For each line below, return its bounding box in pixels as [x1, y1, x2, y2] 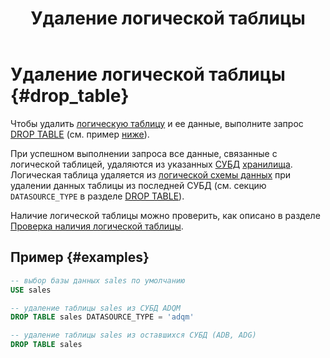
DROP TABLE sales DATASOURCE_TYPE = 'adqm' [10, 312, 195, 322]
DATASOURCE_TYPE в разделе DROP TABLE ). [10, 190, 185, 202]
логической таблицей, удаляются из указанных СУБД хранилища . [10, 158, 293, 170]
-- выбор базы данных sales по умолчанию [10, 275, 186, 286]
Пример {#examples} [10, 249, 150, 266]
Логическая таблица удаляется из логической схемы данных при [10, 168, 292, 181]
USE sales [10, 285, 52, 295]
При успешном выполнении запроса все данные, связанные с [10, 147, 278, 159]
